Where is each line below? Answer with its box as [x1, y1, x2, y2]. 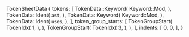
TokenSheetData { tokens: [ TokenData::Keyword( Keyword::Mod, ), [6, 5, 172, 12]
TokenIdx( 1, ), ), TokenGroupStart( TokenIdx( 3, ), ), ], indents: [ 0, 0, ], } [6, 24, 184, 31]
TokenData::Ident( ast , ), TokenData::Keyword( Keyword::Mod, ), [6, 11, 164, 18]
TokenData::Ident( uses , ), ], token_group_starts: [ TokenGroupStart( [6, 18, 172, 24]
